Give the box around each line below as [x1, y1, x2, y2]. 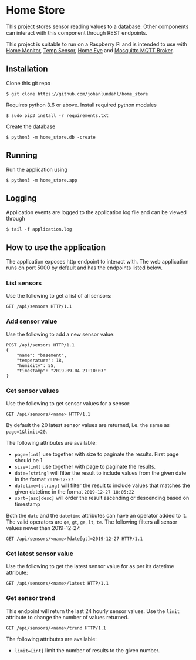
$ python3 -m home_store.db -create [6, 134, 96, 140]
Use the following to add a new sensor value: [6, 331, 116, 338]
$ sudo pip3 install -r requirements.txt [6, 112, 109, 118]
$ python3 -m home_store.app [6, 177, 77, 183]
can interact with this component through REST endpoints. [6, 29, 148, 36]
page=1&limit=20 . [6, 428, 48, 435]
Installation [6, 64, 48, 74]
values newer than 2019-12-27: [6, 525, 81, 532]
